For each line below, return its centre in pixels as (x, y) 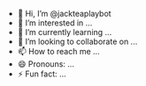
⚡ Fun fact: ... (42, 74)
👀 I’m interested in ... (55, 23)
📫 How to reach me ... (58, 51)
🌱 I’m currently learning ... (65, 32)
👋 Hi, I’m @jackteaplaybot (65, 14)
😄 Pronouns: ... (46, 64)
